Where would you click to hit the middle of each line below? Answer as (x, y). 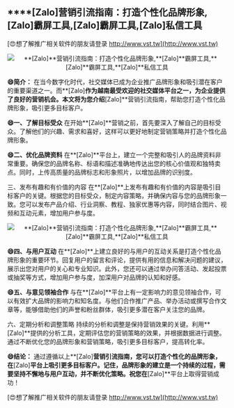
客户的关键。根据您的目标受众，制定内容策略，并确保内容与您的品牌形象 (117, 195)
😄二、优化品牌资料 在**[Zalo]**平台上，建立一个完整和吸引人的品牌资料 (111, 154)
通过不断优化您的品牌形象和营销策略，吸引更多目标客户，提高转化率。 (108, 341)
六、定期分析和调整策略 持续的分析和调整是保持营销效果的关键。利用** (109, 324)
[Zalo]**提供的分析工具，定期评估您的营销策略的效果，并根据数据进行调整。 (116, 333)
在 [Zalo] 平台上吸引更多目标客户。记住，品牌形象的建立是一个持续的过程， (113, 365)
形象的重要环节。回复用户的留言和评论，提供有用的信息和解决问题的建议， (120, 260)
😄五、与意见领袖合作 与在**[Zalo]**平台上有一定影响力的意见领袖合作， (111, 292)
